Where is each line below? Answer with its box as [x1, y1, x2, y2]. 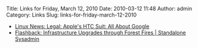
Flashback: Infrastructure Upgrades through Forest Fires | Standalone [14, 29, 186, 36]
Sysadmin [14, 36, 40, 42]
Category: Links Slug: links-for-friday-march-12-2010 [6, 11, 137, 18]
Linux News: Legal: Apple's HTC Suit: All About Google [14, 23, 150, 30]
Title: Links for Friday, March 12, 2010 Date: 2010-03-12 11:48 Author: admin [6, 5, 193, 12]
